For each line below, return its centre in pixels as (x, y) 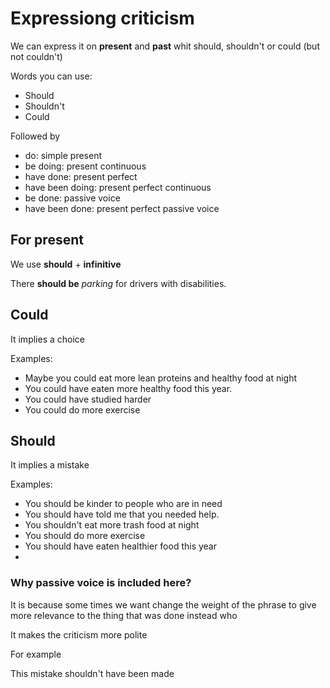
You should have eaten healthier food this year (121, 546)
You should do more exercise (85, 536)
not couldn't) (36, 56)
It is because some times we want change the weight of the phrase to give (163, 604)
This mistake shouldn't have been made (92, 673)
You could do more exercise (82, 409)
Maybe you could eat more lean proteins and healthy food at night (161, 378)
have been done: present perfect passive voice (122, 208)
